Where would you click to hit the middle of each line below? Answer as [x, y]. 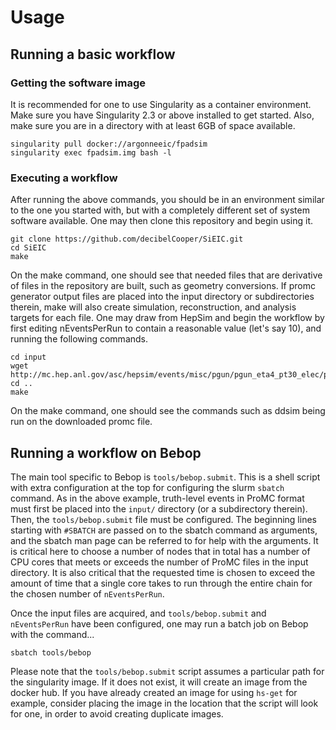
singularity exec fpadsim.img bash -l [91, 152]
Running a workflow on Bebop [106, 452]
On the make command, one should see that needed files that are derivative [166, 275]
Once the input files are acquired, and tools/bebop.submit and [138, 613]
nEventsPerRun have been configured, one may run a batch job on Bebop [159, 623]
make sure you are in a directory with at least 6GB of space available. [153, 125]
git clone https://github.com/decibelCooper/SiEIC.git [127, 239]
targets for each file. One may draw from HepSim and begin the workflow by [167, 318]
